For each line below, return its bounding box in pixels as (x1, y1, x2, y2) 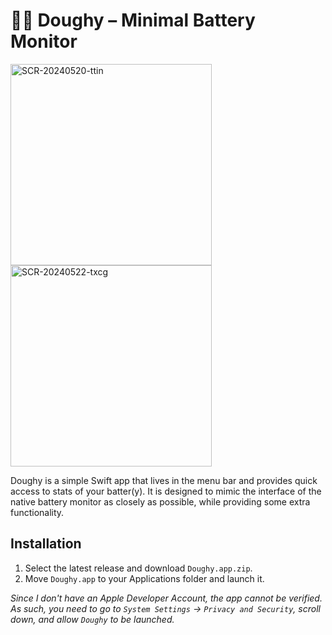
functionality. (10, 506, 65, 518)
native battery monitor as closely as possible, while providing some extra (10, 495, 311, 508)
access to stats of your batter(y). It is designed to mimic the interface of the (10, 485, 322, 497)
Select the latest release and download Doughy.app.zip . (24, 562, 253, 574)
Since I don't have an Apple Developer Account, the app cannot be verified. (10, 592, 323, 604)
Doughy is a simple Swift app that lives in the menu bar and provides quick (10, 474, 318, 486)
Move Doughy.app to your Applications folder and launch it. (24, 572, 265, 584)
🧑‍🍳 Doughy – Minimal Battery (10, 9, 256, 32)
